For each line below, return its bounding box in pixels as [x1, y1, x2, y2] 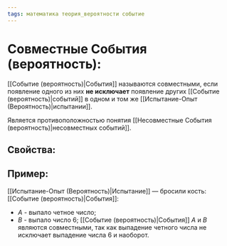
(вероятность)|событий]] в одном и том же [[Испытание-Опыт [7, 94, 198, 103]
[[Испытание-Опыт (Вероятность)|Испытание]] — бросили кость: [7, 186, 207, 195]
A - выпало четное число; [17, 208, 97, 216]
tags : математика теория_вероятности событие [7, 10, 144, 18]
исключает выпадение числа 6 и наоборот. [17, 230, 149, 239]
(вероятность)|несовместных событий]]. [7, 123, 132, 132]
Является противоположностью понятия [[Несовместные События [7, 116, 212, 124]
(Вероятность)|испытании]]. [7, 102, 93, 111]
